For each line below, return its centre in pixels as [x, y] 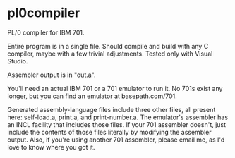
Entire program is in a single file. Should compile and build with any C [108, 46]
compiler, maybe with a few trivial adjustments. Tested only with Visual [110, 54]
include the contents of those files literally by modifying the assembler [109, 132]
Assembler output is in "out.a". [52, 75]
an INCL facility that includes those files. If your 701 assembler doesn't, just [117, 124]
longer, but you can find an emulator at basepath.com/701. [92, 96]
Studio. [18, 61]
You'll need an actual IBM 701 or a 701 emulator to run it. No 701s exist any [115, 88]
